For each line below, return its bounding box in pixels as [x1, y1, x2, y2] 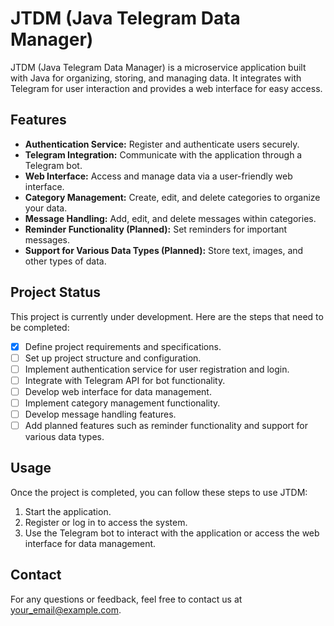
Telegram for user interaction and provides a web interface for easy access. [10, 82, 323, 94]
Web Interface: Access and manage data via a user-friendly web [24, 170, 293, 182]
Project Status [10, 284, 102, 301]
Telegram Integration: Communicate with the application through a [24, 148, 303, 161]
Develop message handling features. [24, 408, 177, 420]
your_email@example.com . [10, 603, 122, 616]
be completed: [10, 321, 70, 333]
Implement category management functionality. [24, 397, 221, 409]
